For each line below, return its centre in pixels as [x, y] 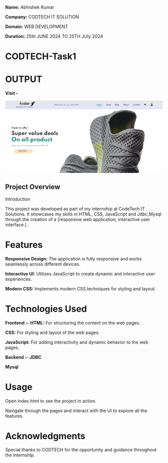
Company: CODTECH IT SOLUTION [42, 17]
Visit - [12, 93]
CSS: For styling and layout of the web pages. [52, 332]
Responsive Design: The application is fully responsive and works [73, 258]
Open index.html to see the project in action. [51, 401]
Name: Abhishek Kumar [30, 7]
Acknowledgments [45, 436]
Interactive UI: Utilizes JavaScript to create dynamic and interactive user [80, 273]
